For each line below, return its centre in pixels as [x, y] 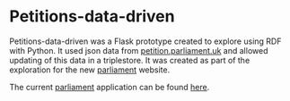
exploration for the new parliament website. [90, 70]
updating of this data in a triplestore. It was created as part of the [130, 60]
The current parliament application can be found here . [110, 87]
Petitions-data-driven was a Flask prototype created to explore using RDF [145, 41]
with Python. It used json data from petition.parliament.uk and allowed [139, 50]
